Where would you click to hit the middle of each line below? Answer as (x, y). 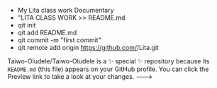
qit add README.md (47, 32)
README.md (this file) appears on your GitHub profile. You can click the (108, 69)
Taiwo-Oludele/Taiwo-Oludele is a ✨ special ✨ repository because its (108, 61)
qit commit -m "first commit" (59, 40)
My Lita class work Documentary (66, 10)
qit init (27, 25)
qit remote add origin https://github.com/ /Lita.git (88, 48)
